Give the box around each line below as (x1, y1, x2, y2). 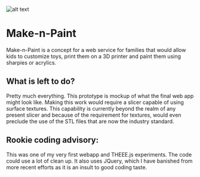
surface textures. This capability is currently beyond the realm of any (6, 105, 176, 112)
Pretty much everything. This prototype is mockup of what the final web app (6, 92, 194, 99)
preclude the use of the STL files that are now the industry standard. (6, 117, 174, 125)
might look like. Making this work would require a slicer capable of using (6, 99, 184, 106)
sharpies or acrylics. (6, 59, 57, 66)
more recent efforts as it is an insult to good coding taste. (6, 163, 147, 170)
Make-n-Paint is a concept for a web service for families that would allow (6, 46, 186, 53)
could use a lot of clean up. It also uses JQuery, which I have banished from (6, 157, 193, 164)
